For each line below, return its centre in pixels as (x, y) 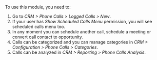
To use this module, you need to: (38, 7)
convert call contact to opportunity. (48, 37)
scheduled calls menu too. (39, 27)
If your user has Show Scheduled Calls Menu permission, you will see (82, 22)
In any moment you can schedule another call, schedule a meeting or (81, 32)
